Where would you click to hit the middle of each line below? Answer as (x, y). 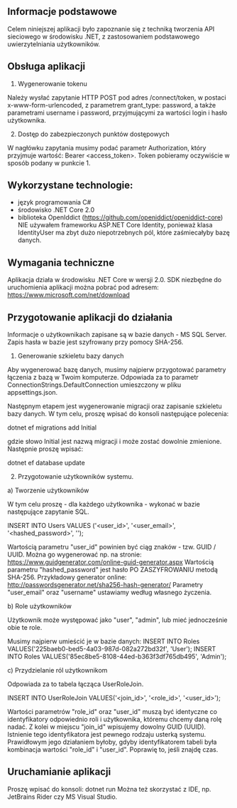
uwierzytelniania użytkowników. (54, 44)
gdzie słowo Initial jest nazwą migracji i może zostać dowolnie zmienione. (115, 442)
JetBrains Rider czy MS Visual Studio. (62, 797)
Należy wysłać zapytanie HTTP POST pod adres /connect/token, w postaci (117, 97)
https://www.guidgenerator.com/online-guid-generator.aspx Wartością (111, 562)
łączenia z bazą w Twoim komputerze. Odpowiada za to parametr (103, 378)
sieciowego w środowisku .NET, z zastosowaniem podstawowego (104, 36)
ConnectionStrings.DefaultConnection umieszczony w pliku (94, 385)
